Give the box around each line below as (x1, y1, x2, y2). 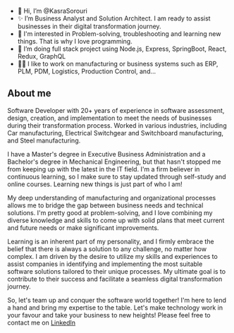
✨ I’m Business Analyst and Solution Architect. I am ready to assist (17, 14, 211, 23)
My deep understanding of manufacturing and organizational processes (7, 193, 216, 202)
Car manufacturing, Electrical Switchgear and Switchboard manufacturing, (7, 128, 224, 137)
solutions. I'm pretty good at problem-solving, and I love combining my (7, 208, 213, 217)
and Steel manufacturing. (7, 136, 81, 145)
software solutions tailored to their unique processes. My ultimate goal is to (7, 267, 226, 275)
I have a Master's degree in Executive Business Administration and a (7, 150, 206, 158)
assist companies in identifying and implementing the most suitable (7, 260, 203, 268)
